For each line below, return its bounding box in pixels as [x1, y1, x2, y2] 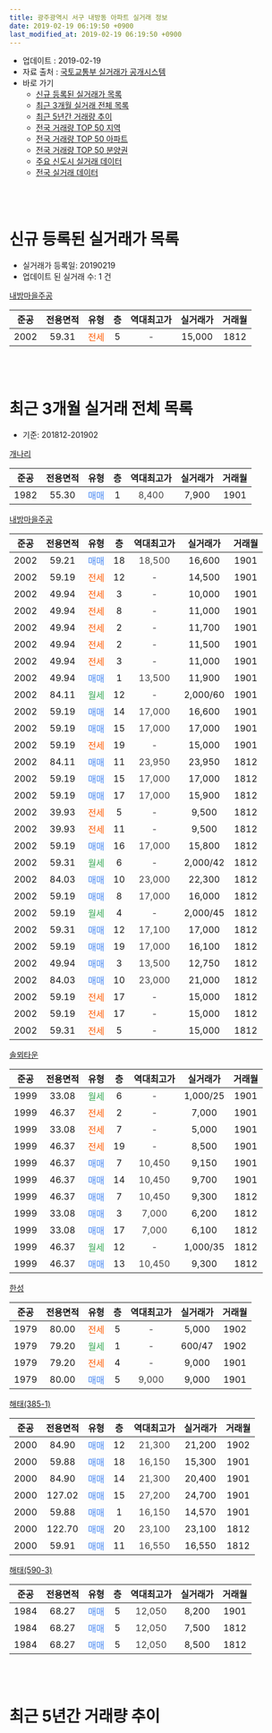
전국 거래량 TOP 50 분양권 [35, 145, 128, 156]
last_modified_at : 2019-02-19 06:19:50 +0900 [9, 30, 182, 38]
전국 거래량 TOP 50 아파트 [35, 133, 128, 144]
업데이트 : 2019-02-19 [21, 55, 101, 66]
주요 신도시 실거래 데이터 [35, 156, 123, 166]
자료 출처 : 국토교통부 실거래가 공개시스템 [21, 66, 166, 77]
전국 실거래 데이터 [35, 167, 98, 178]
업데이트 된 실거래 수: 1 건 [21, 271, 112, 282]
